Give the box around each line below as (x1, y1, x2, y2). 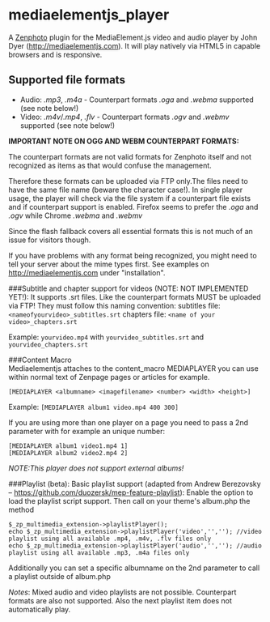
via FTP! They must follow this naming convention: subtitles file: (8, 300, 221, 310)
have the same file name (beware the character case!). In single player (8, 185, 243, 194)
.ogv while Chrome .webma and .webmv (8, 211, 143, 220)
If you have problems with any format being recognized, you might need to (8, 250, 257, 260)
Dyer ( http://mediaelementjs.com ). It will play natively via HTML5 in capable (8, 40, 261, 50)
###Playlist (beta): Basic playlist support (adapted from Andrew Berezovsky (8, 479, 261, 488)
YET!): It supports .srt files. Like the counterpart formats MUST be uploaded (8, 292, 261, 301)
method (8, 505, 35, 514)
